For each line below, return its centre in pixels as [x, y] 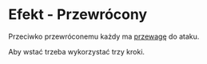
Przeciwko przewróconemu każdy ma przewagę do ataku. [104, 36]
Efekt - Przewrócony [78, 15]
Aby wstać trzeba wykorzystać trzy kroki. [77, 51]
